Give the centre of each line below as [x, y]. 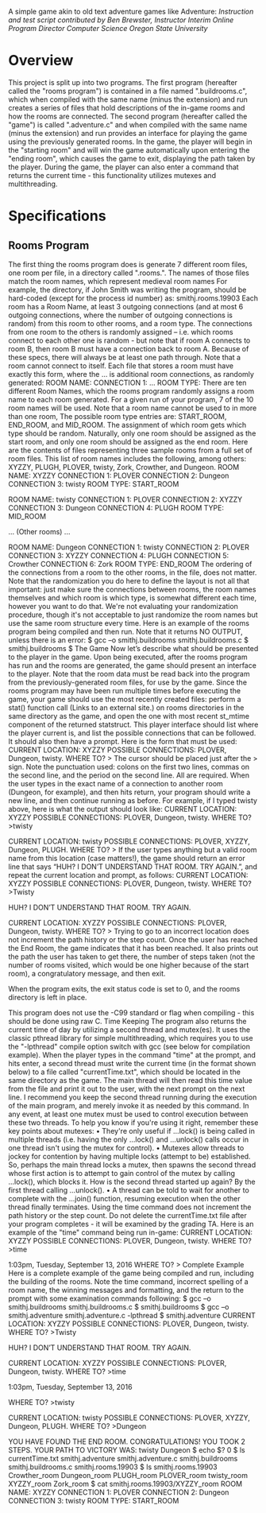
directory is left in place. [48, 997]
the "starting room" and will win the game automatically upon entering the [129, 149]
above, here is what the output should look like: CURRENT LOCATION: [122, 809]
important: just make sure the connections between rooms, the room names [132, 589]
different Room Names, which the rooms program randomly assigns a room [131, 391]
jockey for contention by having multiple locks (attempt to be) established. [130, 1156]
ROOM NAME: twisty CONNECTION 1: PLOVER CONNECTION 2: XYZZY [125, 499]
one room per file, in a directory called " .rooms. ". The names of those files [129, 273]
